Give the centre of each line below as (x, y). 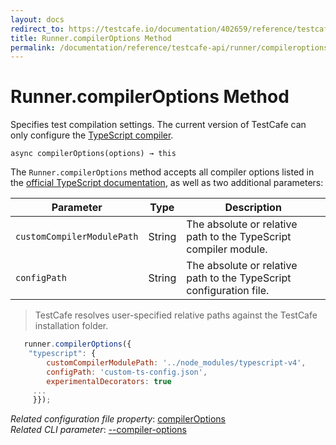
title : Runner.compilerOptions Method (91, 38)
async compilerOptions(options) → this (93, 154)
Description (253, 208)
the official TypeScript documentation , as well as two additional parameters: (167, 183)
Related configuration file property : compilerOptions (118, 419)
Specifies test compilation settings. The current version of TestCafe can (158, 125)
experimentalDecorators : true (109, 381)
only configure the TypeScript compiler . (92, 135)
